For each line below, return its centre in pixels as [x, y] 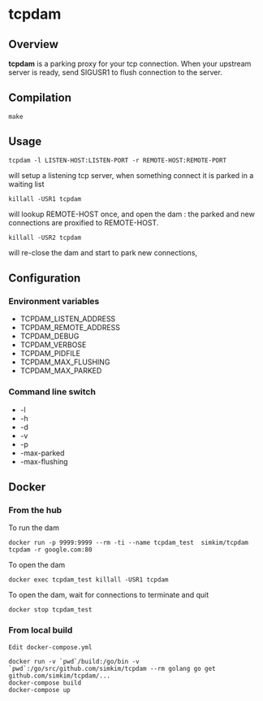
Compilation [40, 98]
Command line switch [52, 392]
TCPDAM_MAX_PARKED [61, 371]
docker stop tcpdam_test [50, 610]
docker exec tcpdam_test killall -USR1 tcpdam [88, 580]
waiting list [26, 184]
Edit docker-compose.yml [50, 647]
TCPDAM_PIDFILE [50, 354]
